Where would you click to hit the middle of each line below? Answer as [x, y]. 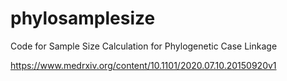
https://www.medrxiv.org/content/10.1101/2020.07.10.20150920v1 [143, 65]
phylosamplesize [83, 18]
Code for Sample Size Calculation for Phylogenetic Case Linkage [144, 46]
